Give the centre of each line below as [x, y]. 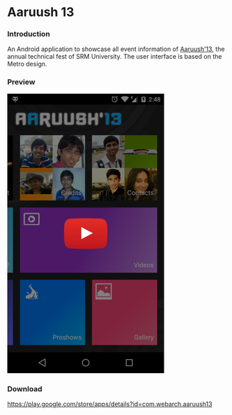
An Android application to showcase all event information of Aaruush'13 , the [116, 49]
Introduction [29, 34]
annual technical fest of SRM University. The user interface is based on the [115, 57]
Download [25, 388]
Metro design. [27, 64]
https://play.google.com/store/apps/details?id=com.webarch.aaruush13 [110, 404]
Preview [21, 82]
